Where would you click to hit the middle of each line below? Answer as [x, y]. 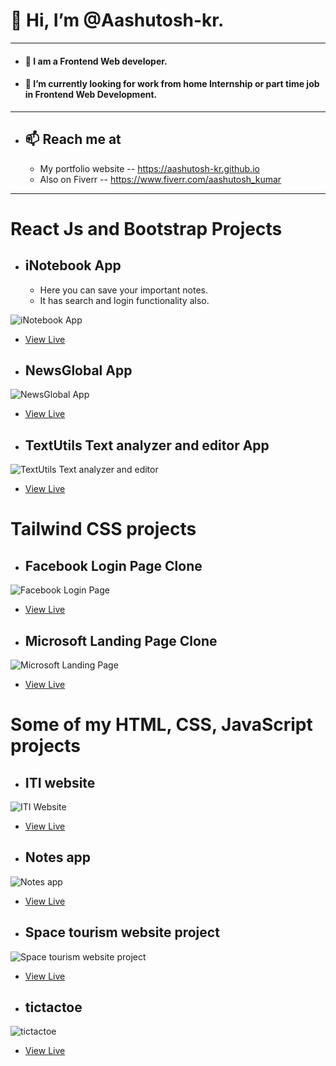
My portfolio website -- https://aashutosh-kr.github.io [149, 168]
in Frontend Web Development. [91, 95]
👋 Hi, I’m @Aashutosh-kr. [117, 20]
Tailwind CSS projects [103, 529]
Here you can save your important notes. [124, 290]
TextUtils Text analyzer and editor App [147, 445]
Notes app [58, 857]
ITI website [60, 782]
